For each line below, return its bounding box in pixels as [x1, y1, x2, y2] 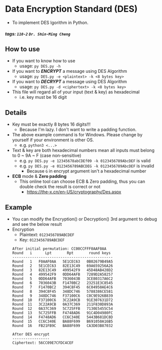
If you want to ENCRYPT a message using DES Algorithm [12, 68, 127, 74]
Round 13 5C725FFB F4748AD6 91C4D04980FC [12, 310, 113, 315]
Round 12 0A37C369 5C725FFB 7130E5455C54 [12, 306, 113, 311]
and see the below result [12, 221, 62, 227]
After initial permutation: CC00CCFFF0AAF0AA [12, 246, 106, 251]
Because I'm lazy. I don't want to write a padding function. [19, 127, 137, 132]
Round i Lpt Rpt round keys [12, 250, 111, 255]
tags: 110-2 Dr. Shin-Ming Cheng [5, 31, 71, 37]
